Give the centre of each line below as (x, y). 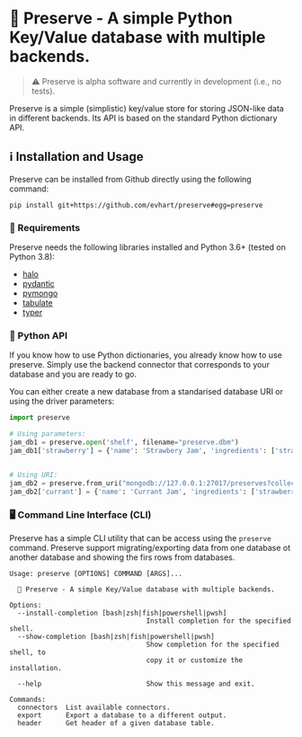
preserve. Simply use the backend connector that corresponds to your (139, 365)
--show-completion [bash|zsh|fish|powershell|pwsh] (116, 636)
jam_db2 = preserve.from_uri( (66, 483)
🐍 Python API (39, 335)
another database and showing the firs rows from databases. (122, 557)
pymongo (40, 293)
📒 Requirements (45, 227)
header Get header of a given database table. (116, 723)
